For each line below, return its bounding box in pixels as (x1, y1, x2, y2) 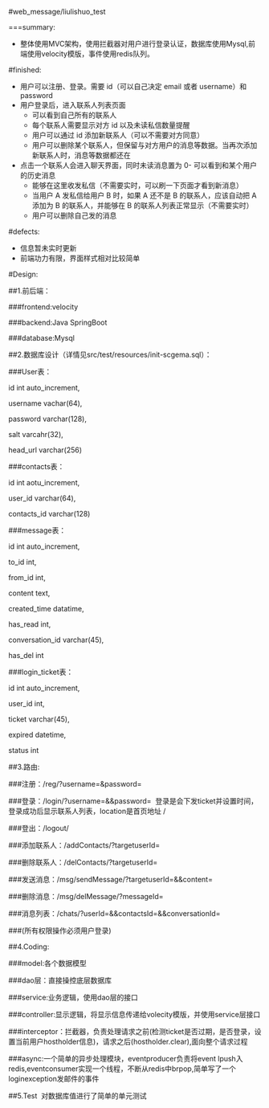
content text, (8, 588, 51, 598)
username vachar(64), (8, 399, 83, 408)
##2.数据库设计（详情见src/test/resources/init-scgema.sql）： (8, 350, 212, 359)
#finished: (8, 65, 42, 75)
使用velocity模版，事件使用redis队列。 (26, 49, 155, 59)
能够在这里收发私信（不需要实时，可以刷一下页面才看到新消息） (31, 181, 243, 190)
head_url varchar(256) (8, 445, 83, 455)
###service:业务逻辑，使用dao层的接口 (8, 992, 138, 1002)
